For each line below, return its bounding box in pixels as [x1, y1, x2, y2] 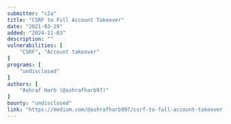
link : [7, 106, 23, 113]
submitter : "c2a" [7, 10, 57, 17]
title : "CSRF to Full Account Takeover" [7, 17, 125, 23]
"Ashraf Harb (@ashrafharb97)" [19, 87, 109, 94]
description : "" [7, 36, 54, 43]
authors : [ [7, 81, 38, 87]
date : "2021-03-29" [7, 23, 63, 30]
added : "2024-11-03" [7, 29, 67, 37]
